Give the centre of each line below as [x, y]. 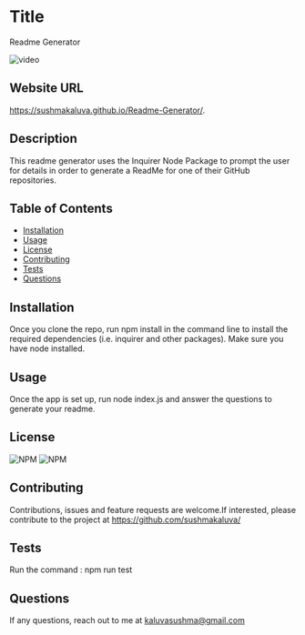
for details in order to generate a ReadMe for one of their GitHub [130, 170]
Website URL [46, 88]
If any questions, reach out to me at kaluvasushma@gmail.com [127, 620]
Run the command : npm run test [71, 569]
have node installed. [47, 348]
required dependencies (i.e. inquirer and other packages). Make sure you [147, 339]
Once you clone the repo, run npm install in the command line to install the [149, 329]
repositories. [33, 180]
